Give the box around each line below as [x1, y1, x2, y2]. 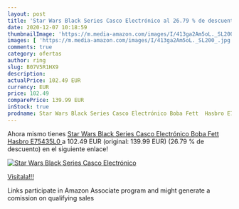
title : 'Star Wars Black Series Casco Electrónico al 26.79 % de [7, 17, 205, 24]
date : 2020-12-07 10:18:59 [7, 24, 87, 31]
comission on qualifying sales [7, 193, 95, 202]
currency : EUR [7, 83, 50, 91]
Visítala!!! [7, 172, 34, 180]
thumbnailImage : [7, 30, 55, 38]
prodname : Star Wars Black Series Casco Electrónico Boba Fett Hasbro [7, 110, 224, 117]
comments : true [7, 44, 53, 51]
